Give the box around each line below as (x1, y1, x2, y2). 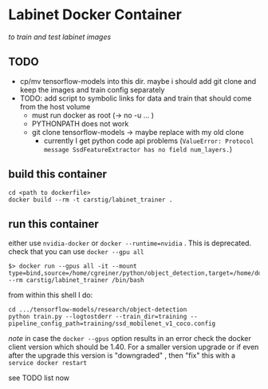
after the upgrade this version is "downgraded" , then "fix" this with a (8, 351, 235, 360)
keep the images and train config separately (19, 85, 165, 94)
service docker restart (8, 359, 88, 367)
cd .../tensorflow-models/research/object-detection (8, 306, 187, 314)
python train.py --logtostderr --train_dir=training (8, 313, 187, 321)
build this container (8, 168, 108, 181)
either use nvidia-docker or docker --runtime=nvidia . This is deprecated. (8, 238, 252, 248)
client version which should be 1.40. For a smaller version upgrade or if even (8, 342, 259, 352)
